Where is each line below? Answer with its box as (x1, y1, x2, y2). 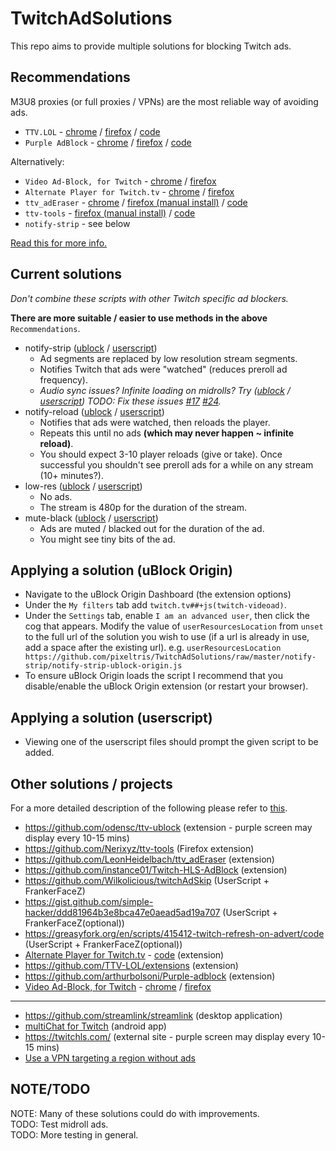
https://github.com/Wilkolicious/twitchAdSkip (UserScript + (24, 875, 270, 886)
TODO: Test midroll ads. (10, 1118, 109, 1130)
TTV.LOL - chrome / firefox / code (24, 125, 161, 137)
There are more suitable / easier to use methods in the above (10, 312, 268, 324)
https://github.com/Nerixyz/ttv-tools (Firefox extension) (24, 843, 255, 854)
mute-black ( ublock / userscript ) (24, 512, 159, 524)
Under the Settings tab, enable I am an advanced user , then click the (24, 610, 310, 622)
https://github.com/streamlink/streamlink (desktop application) (24, 1010, 283, 1021)
